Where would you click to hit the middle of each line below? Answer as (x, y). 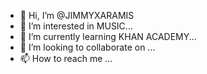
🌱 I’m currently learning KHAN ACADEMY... (108, 36)
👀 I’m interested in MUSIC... (76, 26)
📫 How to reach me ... (66, 58)
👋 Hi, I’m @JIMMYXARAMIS (77, 15)
